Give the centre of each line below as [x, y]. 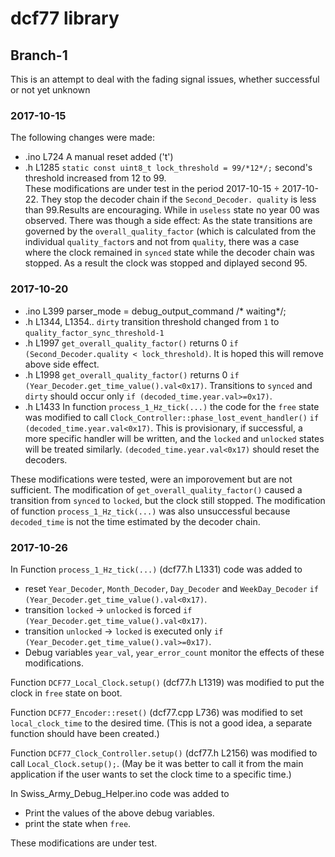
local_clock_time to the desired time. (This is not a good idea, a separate [161, 723]
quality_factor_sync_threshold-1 [94, 333]
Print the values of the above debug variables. [119, 813]
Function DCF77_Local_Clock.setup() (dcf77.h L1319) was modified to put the [167, 682]
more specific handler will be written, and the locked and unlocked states [174, 438]
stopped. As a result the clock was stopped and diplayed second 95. [166, 263]
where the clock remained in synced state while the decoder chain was [169, 253]
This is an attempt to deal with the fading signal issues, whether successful [165, 79]
